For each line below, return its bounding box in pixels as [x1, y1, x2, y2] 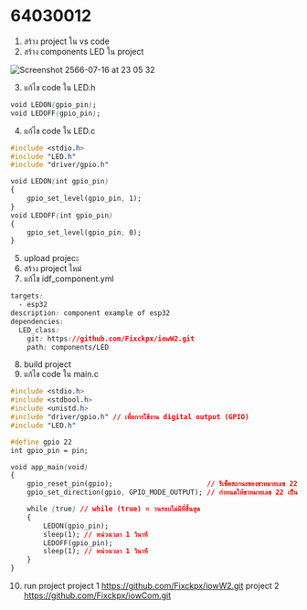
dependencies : [10, 317, 65, 326]
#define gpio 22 [10, 437, 72, 447]
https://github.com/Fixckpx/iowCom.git [23, 590, 172, 601]
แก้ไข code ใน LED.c [23, 125, 96, 136]
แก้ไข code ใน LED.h [23, 81, 96, 92]
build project [23, 359, 72, 370]
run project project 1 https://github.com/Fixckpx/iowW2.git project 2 [23, 581, 280, 592]
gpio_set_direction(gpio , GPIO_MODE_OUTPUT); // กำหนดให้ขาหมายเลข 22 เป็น [26, 488, 298, 498]
